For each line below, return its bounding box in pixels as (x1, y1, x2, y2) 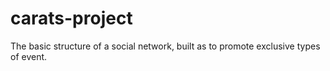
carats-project (10, 7, 133, 30)
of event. (10, 50, 48, 62)
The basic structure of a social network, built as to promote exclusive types (10, 40, 321, 52)
